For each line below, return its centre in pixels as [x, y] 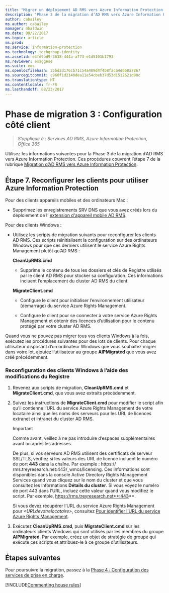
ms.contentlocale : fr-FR [31, 84]
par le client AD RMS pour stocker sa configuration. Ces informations [92, 276]
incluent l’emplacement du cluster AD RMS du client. [74, 281]
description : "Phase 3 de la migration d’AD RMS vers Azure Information [83, 15]
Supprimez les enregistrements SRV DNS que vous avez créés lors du [85, 210]
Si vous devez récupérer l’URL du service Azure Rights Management [83, 506]
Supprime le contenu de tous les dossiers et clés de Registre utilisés [91, 270]
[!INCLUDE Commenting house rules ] [43, 585]
